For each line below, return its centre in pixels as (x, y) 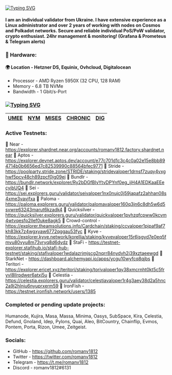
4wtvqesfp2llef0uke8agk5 (33, 221)
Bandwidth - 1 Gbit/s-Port (40, 91)
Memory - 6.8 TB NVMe (38, 86)
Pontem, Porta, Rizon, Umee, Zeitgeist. (46, 327)
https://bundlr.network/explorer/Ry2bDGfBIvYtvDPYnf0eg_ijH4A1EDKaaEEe (85, 183)
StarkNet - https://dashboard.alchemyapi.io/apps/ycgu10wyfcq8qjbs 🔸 (80, 259)
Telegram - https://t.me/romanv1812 (50, 362)
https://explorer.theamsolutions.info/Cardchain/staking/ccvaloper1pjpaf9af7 (85, 226)
